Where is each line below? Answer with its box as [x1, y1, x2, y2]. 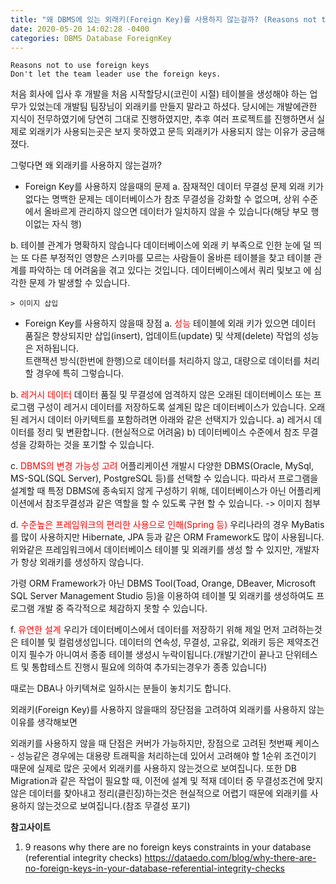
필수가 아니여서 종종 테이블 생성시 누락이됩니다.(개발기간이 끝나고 [28, 649, 283, 661]
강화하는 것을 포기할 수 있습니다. [28, 439, 155, 451]
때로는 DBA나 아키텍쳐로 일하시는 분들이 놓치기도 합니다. [10, 682, 232, 695]
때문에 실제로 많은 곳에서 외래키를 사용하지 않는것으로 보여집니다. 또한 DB [10, 762, 298, 775]
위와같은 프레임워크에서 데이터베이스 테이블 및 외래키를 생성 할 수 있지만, [10, 544, 293, 556]
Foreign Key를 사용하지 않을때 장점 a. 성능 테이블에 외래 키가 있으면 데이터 [24, 317, 317, 330]
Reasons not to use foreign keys [10, 61, 150, 71]
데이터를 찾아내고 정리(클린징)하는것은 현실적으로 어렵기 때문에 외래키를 [28, 787, 308, 800]
